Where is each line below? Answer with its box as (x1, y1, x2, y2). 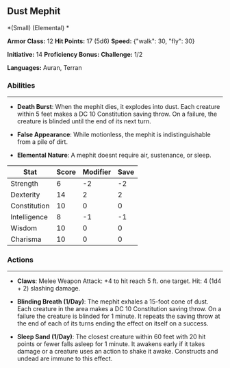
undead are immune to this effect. (16, 354, 113, 363)
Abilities (7, 80, 36, 90)
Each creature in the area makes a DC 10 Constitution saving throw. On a (16, 305, 222, 313)
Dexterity (10, 190, 40, 199)
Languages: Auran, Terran (7, 63, 82, 71)
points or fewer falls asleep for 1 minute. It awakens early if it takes (16, 340, 205, 348)
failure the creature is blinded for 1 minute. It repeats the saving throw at (16, 312, 220, 321)
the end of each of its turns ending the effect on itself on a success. (16, 319, 209, 328)
